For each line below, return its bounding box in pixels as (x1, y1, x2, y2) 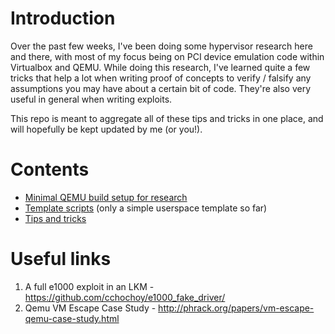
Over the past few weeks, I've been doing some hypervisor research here (10, 40, 313, 52)
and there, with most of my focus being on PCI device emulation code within (10, 50, 325, 62)
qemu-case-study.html (24, 312, 120, 324)
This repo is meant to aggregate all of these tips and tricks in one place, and (10, 112, 324, 124)
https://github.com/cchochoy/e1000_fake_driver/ (24, 291, 226, 303)
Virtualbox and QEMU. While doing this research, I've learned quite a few (10, 61, 311, 73)
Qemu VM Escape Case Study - (24, 302, 157, 314)
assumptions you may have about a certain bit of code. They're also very (10, 82, 312, 94)
